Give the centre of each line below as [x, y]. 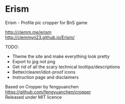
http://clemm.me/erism [28, 32]
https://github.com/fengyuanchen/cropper [48, 92]
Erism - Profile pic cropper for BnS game [46, 23]
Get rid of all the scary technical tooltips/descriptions [66, 67]
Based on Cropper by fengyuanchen [42, 86]
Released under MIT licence [33, 97]
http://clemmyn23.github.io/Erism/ [40, 37]
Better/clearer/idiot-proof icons [44, 72]
